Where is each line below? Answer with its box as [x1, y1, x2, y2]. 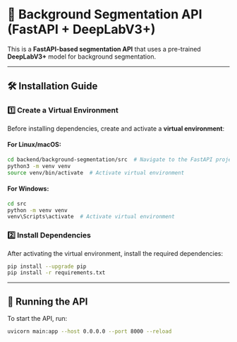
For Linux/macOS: [7, 141, 61, 149]
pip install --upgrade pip [7, 263, 87, 270]
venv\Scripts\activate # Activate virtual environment [7, 213, 175, 220]
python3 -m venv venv [7, 163, 71, 170]
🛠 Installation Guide [7, 81, 98, 93]
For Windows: [7, 184, 49, 193]
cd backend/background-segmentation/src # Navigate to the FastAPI [7, 155, 213, 163]
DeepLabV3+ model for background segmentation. [7, 52, 157, 61]
